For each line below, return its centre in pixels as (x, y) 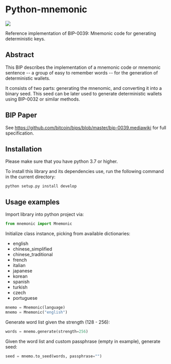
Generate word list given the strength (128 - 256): (58, 322)
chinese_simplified (32, 249)
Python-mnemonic (46, 9)
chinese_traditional (33, 255)
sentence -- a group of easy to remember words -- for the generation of (82, 72)
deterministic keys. (25, 39)
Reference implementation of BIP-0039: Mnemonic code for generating (81, 33)
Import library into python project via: (45, 215)
